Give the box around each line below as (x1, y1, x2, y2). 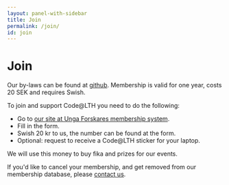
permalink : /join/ (7, 23, 60, 29)
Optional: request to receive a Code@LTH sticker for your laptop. (16, 137, 201, 145)
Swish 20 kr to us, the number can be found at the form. (16, 129, 176, 137)
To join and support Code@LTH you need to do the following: (7, 102, 180, 110)
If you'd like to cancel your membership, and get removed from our (7, 163, 197, 171)
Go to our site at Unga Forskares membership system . (16, 115, 170, 123)
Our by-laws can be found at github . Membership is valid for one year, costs (7, 81, 222, 89)
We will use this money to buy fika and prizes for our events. (7, 150, 178, 158)
